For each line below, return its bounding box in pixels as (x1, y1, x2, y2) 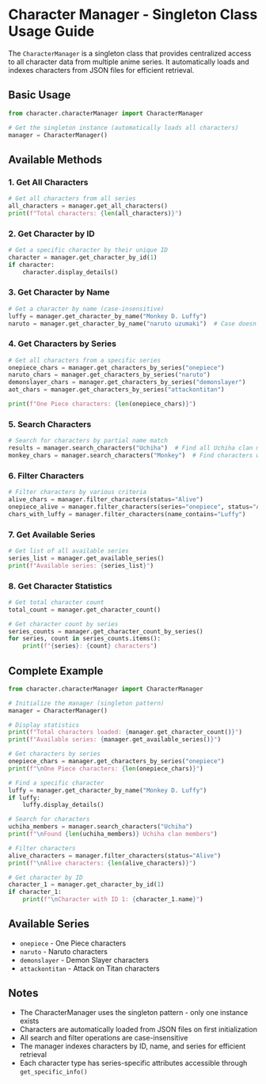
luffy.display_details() (22, 801, 104, 809)
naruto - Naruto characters (19, 946, 108, 956)
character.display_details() (22, 268, 119, 276)
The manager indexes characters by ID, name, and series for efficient (19, 1041, 246, 1051)
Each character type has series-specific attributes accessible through (19, 1058, 248, 1067)
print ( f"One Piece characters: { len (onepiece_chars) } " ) (8, 400, 196, 409)
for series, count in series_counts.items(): (8, 635, 161, 643)
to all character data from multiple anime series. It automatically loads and (8, 57, 249, 67)
